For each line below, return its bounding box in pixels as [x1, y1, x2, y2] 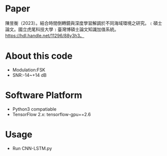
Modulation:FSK [12, 67, 46, 73]
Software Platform [5, 90, 82, 101]
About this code [5, 50, 73, 62]
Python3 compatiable [12, 106, 57, 112]
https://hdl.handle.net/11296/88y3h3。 [5, 32, 85, 38]
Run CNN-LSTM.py [12, 145, 52, 151]
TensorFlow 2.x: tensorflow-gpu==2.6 [12, 111, 91, 117]
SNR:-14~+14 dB [12, 72, 47, 78]
